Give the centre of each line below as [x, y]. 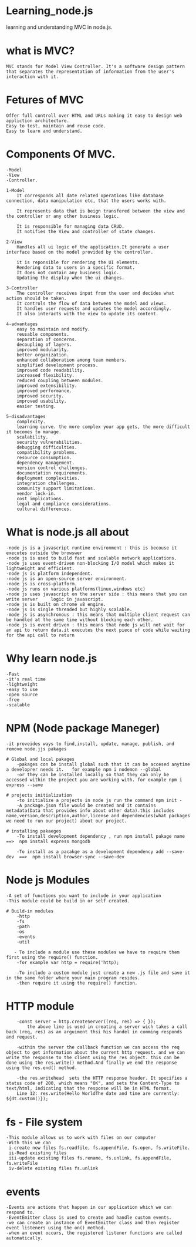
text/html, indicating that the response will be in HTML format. [89, 1088]
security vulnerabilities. [50, 442]
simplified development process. [58, 365]
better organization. [43, 355]
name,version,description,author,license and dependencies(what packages [98, 815]
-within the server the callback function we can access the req [98, 1047]
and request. [22, 1037]
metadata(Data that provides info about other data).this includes [90, 810]
